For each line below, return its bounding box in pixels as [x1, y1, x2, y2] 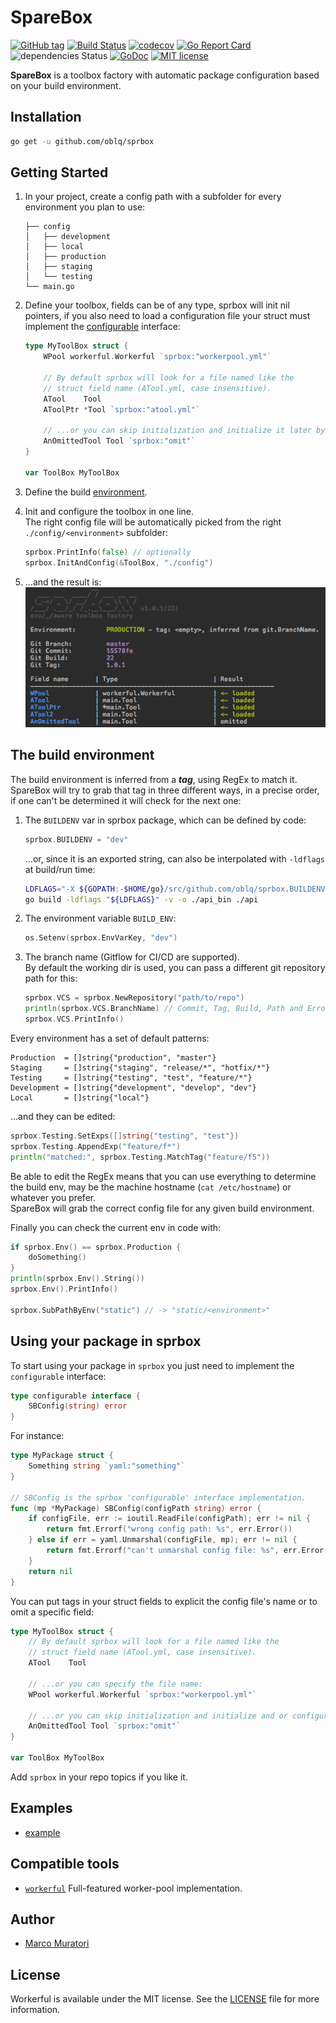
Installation [10, 109, 82, 126]
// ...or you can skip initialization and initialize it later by [43, 426, 326, 436]
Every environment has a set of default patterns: [10, 1032, 210, 1044]
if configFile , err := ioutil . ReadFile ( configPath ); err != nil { [28, 1514, 311, 1524]
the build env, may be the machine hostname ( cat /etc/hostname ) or [10, 1181, 292, 1193]
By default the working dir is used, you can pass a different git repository [24, 962, 326, 974]
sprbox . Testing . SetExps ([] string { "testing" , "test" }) [10, 1131, 240, 1141]
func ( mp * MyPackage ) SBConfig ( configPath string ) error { [10, 1503, 262, 1513]
